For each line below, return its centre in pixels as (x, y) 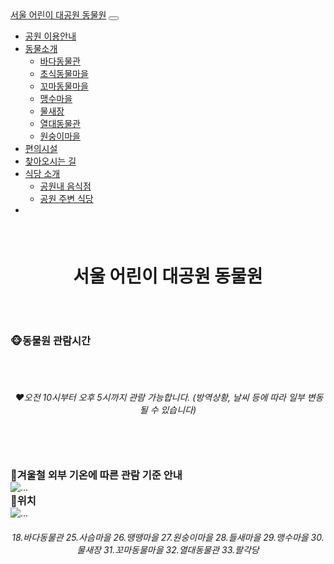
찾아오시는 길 (50, 161)
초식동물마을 (64, 73)
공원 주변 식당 (66, 198)
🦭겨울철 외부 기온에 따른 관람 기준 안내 (96, 475)
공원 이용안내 (50, 36)
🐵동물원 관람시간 (51, 340)
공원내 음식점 (65, 186)
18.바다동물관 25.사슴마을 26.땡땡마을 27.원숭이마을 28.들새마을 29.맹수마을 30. (168, 537)
